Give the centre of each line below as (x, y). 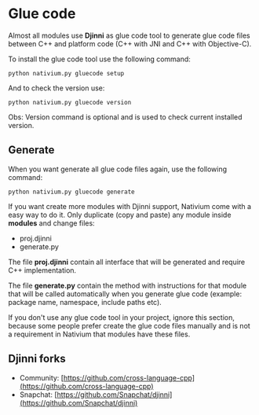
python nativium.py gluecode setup (66, 73)
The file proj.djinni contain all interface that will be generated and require (127, 262)
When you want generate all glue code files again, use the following (118, 169)
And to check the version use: (57, 88)
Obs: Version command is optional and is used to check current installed (125, 117)
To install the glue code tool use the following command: (99, 59)
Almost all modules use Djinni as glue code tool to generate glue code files (129, 35)
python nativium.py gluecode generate (71, 192)
